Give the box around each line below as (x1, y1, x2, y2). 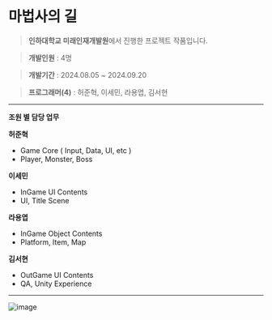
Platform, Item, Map (19, 237, 87, 247)
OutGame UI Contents (19, 270, 94, 279)
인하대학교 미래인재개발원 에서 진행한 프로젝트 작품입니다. (28, 36, 208, 45)
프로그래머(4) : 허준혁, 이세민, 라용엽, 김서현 (28, 87, 168, 97)
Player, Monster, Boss (19, 154, 93, 164)
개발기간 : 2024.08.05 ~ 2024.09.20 (28, 70, 147, 79)
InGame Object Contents (19, 228, 103, 238)
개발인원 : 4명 (28, 53, 73, 62)
